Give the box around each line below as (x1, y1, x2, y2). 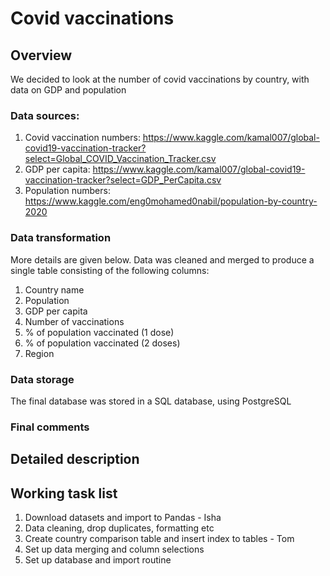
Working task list (10, 485, 118, 502)
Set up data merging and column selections (24, 543, 205, 556)
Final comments (10, 420, 90, 434)
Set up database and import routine (24, 554, 172, 566)
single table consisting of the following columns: (10, 264, 210, 276)
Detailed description (10, 451, 140, 468)
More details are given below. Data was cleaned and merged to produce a (10, 253, 315, 266)
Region (24, 347, 55, 359)
